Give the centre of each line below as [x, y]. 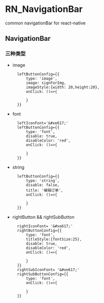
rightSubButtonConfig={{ [43, 274]
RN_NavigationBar [44, 9]
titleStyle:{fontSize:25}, [54, 239]
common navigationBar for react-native [46, 23]
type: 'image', [41, 78]
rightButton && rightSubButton [43, 217]
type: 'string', [43, 180]
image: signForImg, [46, 83]
